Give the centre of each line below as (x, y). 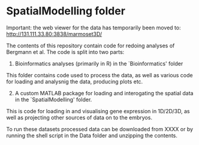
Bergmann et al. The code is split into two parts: (65, 52)
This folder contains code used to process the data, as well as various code (99, 75)
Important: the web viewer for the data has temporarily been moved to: (94, 28)
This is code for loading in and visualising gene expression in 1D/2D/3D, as (98, 111)
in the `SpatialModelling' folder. (53, 99)
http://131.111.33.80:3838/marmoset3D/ (54, 34)
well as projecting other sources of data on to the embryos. (79, 117)
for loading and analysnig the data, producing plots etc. (75, 81)
